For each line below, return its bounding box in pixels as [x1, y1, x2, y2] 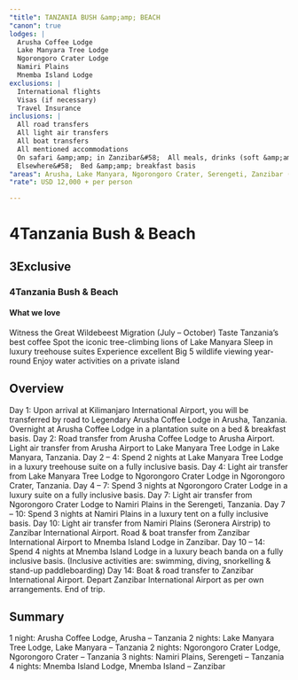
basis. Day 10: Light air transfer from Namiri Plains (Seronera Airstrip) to [9, 518, 271, 528]
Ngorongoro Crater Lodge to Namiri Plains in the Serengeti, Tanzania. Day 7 [9, 498, 286, 510]
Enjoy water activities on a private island [32, 356, 180, 366]
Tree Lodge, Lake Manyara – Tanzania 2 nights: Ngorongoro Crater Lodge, [9, 642, 281, 653]
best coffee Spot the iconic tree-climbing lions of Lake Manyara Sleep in [9, 336, 273, 347]
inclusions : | [9, 112, 62, 121]
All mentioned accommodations [17, 145, 129, 153]
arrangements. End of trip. [9, 583, 106, 594]
